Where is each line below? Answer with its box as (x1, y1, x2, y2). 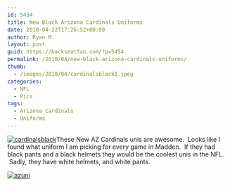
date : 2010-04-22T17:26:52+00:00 (7, 26, 106, 33)
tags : (7, 100, 23, 107)
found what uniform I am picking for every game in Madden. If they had (7, 142, 216, 151)
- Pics (13, 93, 33, 100)
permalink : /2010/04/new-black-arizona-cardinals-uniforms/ (7, 56, 188, 63)
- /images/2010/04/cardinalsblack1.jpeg (13, 70, 134, 77)
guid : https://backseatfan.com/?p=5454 (7, 48, 124, 55)
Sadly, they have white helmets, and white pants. (8, 157, 151, 166)
